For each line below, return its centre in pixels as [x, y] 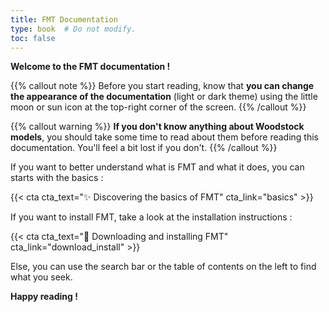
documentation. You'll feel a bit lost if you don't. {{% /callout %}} [144, 148]
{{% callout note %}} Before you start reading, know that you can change [162, 86]
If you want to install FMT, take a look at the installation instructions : [151, 217]
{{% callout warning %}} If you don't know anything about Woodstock [157, 127]
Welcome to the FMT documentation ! [90, 67]
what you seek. [41, 277]
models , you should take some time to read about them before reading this [165, 137]
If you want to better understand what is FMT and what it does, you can [157, 167]
